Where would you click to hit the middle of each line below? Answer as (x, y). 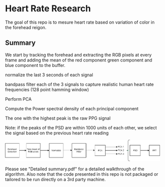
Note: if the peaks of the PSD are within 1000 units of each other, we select (81, 127)
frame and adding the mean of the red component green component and (79, 60)
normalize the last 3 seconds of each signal (49, 75)
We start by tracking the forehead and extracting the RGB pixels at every (78, 55)
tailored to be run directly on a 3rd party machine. (55, 179)
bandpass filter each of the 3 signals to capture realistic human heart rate (80, 84)
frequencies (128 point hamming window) (47, 90)
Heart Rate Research (48, 9)
